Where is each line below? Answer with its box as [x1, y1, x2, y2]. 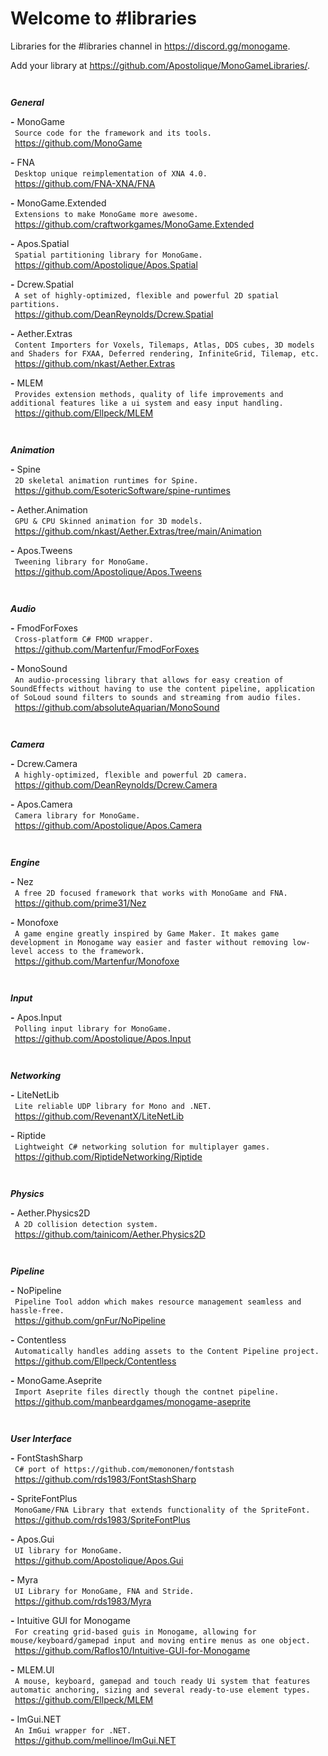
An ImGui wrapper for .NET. [14, 1725, 132, 1736]
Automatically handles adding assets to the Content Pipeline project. [14, 1346, 320, 1356]
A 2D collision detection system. [14, 1219, 159, 1229]
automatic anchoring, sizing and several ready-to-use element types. [10, 1685, 311, 1695]
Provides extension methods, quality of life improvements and [14, 389, 284, 399]
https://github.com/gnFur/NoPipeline [14, 1314, 166, 1326]
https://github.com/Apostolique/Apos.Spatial [14, 258, 198, 271]
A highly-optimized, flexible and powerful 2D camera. [14, 770, 248, 780]
